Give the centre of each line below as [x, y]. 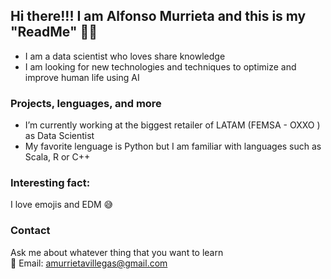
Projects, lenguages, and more [86, 103]
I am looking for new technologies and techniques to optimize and [160, 66]
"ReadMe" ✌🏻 [54, 32]
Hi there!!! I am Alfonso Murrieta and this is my [158, 16]
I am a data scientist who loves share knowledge [125, 56]
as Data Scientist [59, 136]
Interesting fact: [50, 183]
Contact [30, 231]
